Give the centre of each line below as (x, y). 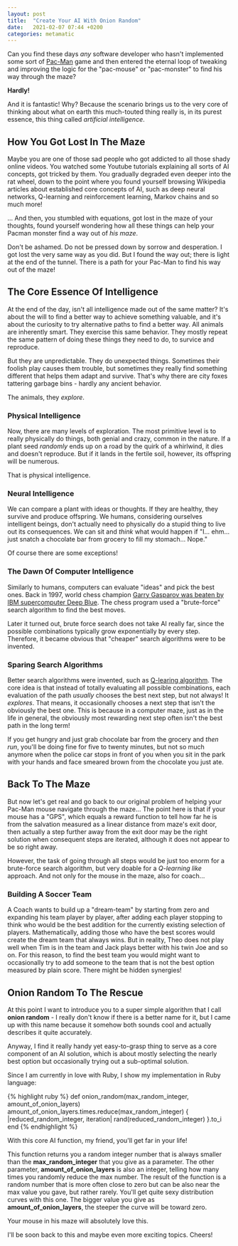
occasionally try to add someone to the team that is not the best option (111, 963)
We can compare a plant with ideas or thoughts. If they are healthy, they (113, 509)
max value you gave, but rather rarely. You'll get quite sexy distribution (111, 1192)
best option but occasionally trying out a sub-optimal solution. (98, 1061)
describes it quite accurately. (50, 1032)
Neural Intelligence (41, 494)
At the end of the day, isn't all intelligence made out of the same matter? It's (118, 309)
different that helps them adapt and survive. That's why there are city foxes (118, 376)
